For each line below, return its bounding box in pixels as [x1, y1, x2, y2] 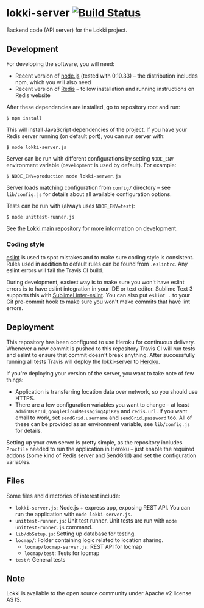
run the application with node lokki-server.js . [15, 510, 132, 518]
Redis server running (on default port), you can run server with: [6, 132, 166, 140]
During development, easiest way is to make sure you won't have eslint [6, 278, 185, 286]
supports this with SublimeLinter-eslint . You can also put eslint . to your [6, 292, 191, 299]
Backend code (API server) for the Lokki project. [6, 26, 128, 34]
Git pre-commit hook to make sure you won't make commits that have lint [6, 298, 191, 305]
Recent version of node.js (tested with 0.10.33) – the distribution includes [15, 72, 198, 79]
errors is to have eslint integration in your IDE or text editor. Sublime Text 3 [6, 285, 193, 292]
